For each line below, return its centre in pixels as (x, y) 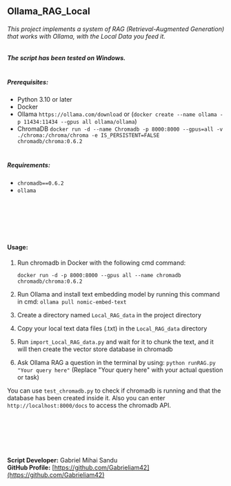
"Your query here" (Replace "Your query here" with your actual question (120, 370)
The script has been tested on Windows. (67, 57)
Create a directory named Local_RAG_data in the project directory (109, 315)
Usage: (18, 247)
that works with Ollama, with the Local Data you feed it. (86, 36)
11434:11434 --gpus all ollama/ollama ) (80, 122)
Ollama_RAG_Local (49, 11)
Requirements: (29, 165)
